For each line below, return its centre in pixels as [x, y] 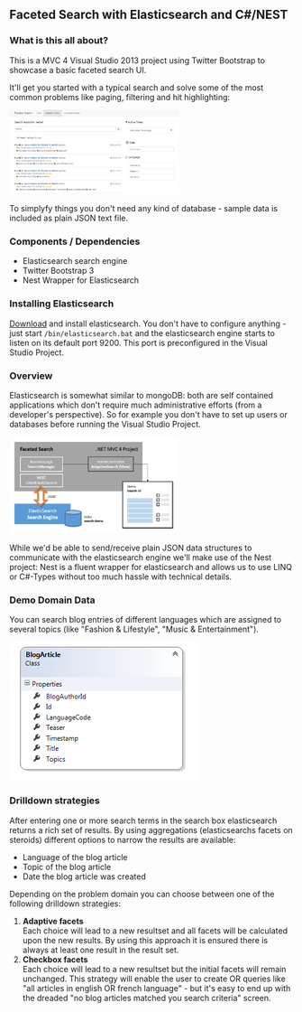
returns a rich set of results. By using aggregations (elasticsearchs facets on [151, 829]
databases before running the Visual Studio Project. [105, 424]
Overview [31, 376]
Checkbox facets [55, 959]
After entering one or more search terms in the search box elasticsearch [143, 820]
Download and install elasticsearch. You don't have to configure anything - [148, 323]
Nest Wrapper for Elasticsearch [81, 280]
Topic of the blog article [67, 867]
